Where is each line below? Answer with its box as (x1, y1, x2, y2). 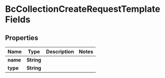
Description (46, 48, 74, 55)
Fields (5, 14, 31, 25)
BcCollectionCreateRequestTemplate (5, 3, 161, 15)
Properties (5, 34, 38, 42)
